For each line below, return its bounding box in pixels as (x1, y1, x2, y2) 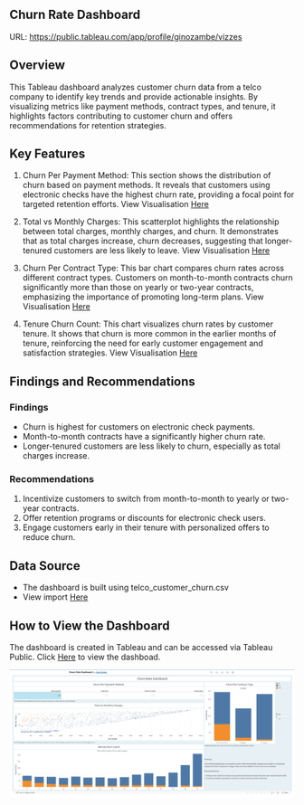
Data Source (9, 558, 81, 573)
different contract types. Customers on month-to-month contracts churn (22, 272, 294, 283)
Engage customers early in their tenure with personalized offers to (22, 522, 270, 533)
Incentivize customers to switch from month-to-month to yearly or (22, 493, 270, 505)
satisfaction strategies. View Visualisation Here (22, 347, 198, 358)
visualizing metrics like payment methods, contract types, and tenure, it (9, 100, 276, 111)
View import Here (22, 592, 89, 602)
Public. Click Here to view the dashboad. (9, 651, 161, 663)
